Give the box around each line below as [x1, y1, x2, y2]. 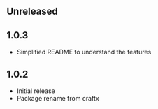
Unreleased [6, 6, 59, 17]
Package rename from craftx [16, 94, 99, 103]
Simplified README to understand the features [16, 48, 152, 57]
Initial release [16, 87, 55, 95]
